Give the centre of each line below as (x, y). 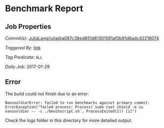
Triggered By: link (23, 48)
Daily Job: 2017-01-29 (27, 67)
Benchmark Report (44, 9)
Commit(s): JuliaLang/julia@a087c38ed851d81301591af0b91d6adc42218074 (82, 38)
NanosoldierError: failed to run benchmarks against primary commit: (78, 103)
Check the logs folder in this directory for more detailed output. (69, 120)
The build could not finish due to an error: (47, 94)
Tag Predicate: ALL (24, 57)
